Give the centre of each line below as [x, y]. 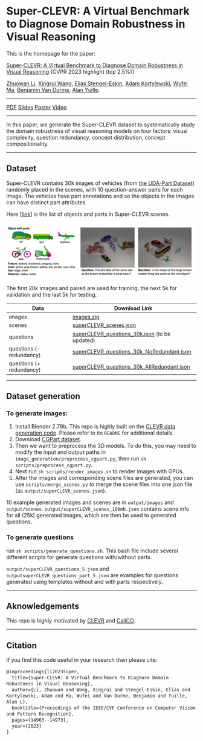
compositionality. [27, 144]
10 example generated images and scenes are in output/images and [90, 502]
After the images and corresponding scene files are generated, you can [104, 478]
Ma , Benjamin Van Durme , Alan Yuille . [53, 89]
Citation [22, 645]
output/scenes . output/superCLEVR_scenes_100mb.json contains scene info [98, 509]
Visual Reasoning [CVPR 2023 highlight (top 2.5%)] [70, 71]
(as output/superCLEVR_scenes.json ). [61, 491]
